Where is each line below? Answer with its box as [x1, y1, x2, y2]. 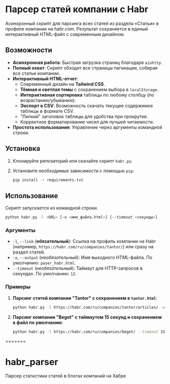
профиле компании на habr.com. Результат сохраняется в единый [5, 25, 148, 31]
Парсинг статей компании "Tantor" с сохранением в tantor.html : [12, 295, 158, 301]
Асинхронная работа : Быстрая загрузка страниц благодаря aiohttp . [12, 59, 162, 66]
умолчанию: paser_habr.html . [12, 260, 76, 266]
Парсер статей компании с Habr [5, 4, 149, 15]
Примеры [5, 283, 31, 291]
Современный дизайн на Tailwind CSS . [20, 81, 106, 87]
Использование [5, 191, 58, 200]
